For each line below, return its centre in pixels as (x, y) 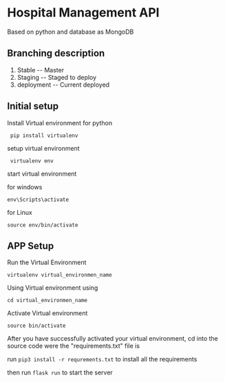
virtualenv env (32, 161)
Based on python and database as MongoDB (71, 32)
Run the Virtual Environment (47, 262)
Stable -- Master (40, 70)
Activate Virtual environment (47, 313)
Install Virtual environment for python (60, 123)
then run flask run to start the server (60, 372)
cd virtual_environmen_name (47, 301)
